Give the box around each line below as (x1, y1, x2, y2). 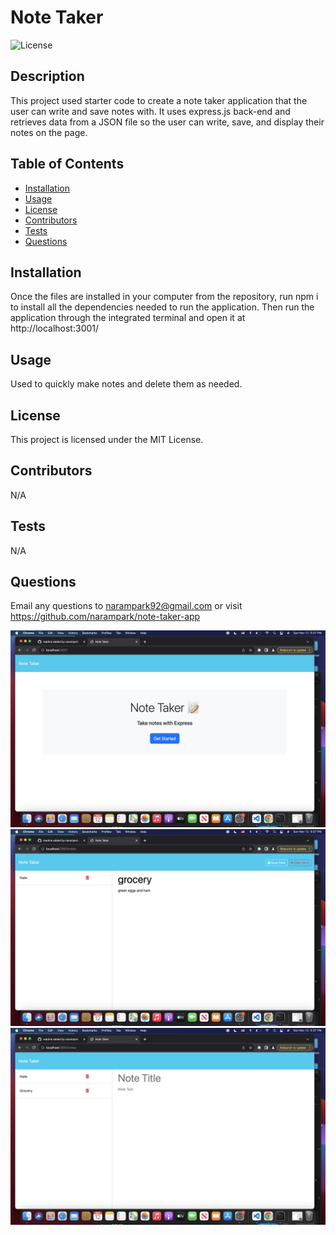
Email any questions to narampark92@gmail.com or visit (10, 600, 243, 612)
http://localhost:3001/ (10, 322, 100, 335)
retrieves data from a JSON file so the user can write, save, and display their (10, 116, 325, 128)
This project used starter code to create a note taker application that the (10, 94, 308, 106)
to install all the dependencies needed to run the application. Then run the (10, 301, 315, 313)
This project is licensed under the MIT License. (10, 434, 204, 445)
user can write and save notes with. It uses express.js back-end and (10, 105, 291, 117)
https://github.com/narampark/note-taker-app (10, 611, 201, 623)
